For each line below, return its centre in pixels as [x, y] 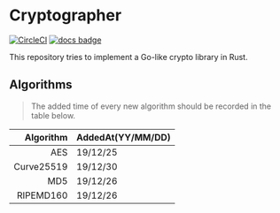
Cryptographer [66, 15]
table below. [53, 115]
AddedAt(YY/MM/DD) [124, 137]
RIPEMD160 [42, 195]
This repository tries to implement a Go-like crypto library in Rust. [128, 57]
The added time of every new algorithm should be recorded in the [151, 106]
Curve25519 [41, 166]
